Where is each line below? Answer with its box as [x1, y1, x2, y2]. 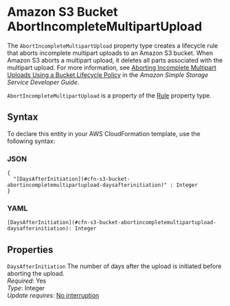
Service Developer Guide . [7, 78, 80, 86]
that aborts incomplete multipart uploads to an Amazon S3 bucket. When [7, 49, 214, 57]
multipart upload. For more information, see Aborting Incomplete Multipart [7, 63, 217, 72]
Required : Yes [7, 276, 47, 285]
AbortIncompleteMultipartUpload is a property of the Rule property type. [7, 91, 211, 100]
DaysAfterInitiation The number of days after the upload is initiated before [7, 262, 222, 270]
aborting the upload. [7, 270, 65, 278]
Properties [7, 243, 54, 255]
